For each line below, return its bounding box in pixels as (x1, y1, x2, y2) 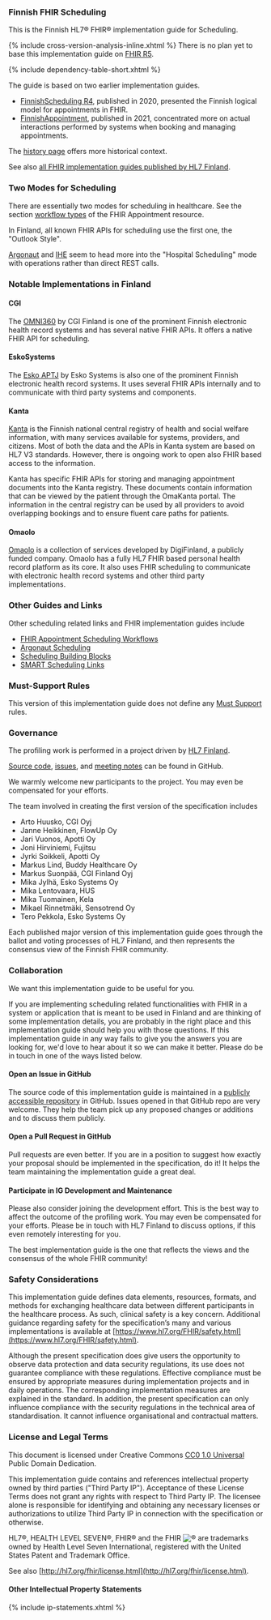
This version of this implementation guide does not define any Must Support (8, 698, 262, 707)
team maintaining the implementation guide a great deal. (8, 1166, 197, 1177)
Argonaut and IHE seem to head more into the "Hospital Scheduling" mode (8, 250, 257, 259)
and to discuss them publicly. (8, 1113, 106, 1122)
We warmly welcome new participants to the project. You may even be (8, 777, 243, 787)
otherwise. (8, 1517, 44, 1527)
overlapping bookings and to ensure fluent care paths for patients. (8, 509, 230, 519)
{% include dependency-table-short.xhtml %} (8, 65, 161, 75)
